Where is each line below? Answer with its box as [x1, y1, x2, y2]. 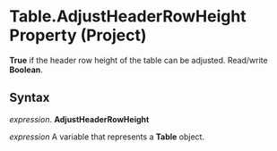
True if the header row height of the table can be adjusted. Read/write [9, 55, 268, 65]
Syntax [9, 90, 50, 105]
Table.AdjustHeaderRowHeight [9, 6, 247, 27]
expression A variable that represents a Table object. [9, 131, 204, 142]
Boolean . [9, 64, 43, 75]
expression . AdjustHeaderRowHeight [9, 113, 150, 124]
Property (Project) [9, 25, 147, 46]
